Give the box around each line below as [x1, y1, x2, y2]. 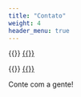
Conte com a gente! [8, 79, 74, 89]
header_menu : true [8, 26, 70, 34]
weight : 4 [8, 19, 42, 27]
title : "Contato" [8, 11, 67, 20]
